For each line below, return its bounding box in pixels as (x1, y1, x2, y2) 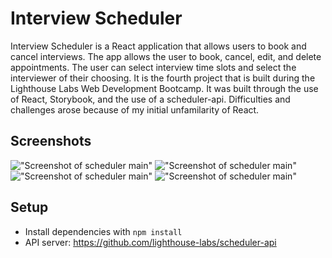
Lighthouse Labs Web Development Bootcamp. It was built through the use (10, 82, 319, 94)
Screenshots (10, 133, 92, 150)
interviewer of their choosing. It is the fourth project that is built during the (10, 72, 316, 84)
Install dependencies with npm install (24, 225, 183, 237)
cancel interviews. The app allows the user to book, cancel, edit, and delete (10, 50, 322, 62)
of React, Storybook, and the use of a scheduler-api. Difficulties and (10, 93, 291, 105)
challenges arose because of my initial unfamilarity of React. (10, 103, 260, 116)
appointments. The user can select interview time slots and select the (10, 61, 297, 73)
